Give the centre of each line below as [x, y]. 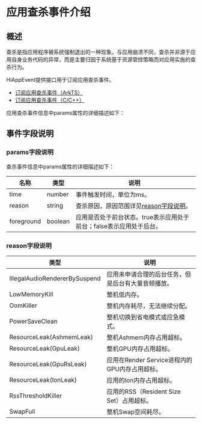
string [55, 205]
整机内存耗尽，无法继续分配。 [149, 306]
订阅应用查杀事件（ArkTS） [49, 93]
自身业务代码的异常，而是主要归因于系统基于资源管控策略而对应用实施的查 [103, 60]
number [58, 194]
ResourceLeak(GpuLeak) [44, 348]
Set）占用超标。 [129, 401]
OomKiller [23, 306]
